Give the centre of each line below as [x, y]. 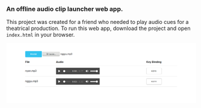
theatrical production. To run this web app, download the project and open [98, 28]
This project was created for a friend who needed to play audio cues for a [97, 22]
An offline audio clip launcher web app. [65, 9]
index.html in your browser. [41, 35]
